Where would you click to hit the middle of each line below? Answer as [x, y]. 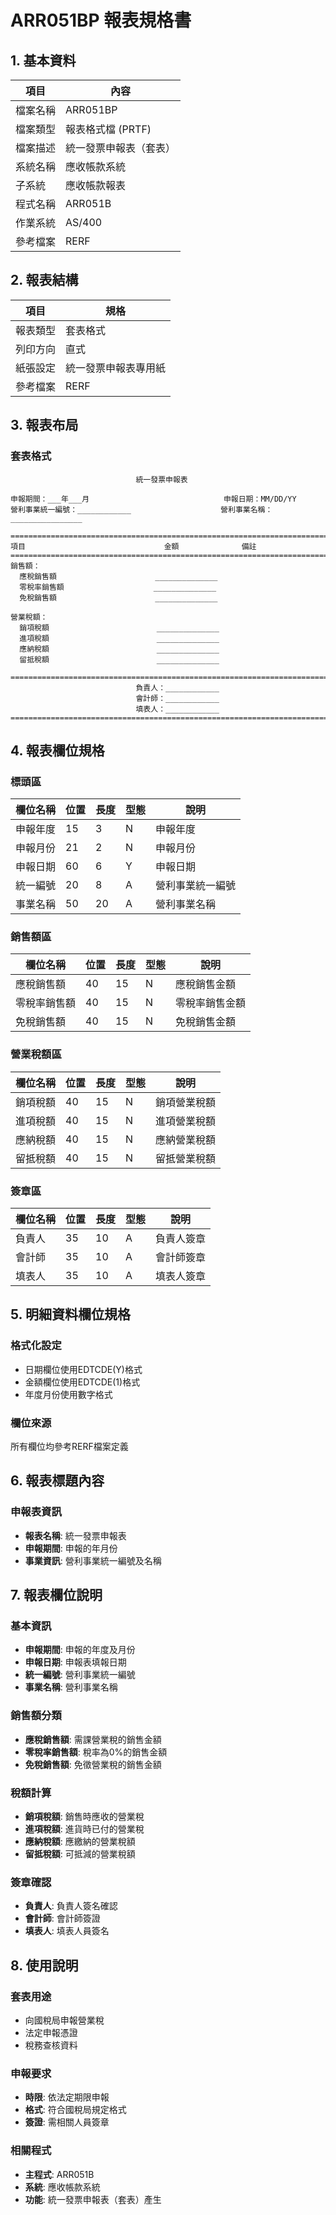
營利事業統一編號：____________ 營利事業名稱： [141, 509]
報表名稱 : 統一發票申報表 [75, 1535]
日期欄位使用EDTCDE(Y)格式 [83, 1369]
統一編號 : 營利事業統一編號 [80, 1675]
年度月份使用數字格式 [68, 1394]
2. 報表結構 [44, 280]
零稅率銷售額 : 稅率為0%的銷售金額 [96, 1752]
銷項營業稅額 [186, 1102]
